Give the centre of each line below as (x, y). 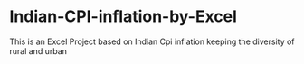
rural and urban (38, 50)
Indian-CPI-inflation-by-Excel (123, 17)
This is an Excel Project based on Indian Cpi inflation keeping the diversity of (152, 41)
